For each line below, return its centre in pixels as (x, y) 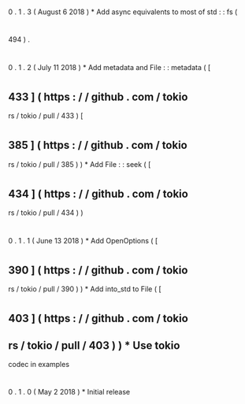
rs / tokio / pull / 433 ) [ (46, 116)
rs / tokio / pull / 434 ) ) (46, 213)
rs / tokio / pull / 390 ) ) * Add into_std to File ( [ (85, 289)
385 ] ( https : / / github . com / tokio (98, 145)
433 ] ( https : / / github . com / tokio (98, 96)
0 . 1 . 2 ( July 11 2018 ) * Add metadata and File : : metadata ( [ (110, 67)
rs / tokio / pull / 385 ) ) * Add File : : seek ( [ (80, 164)
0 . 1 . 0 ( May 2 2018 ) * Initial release (69, 392)
